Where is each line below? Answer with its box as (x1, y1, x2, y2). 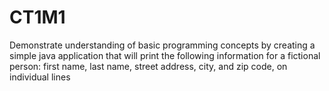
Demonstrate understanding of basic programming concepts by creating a (9, 39, 316, 51)
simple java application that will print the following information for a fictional (9, 49, 321, 61)
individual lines (9, 71, 71, 83)
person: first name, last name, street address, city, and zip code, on (9, 60, 288, 72)
